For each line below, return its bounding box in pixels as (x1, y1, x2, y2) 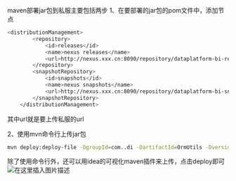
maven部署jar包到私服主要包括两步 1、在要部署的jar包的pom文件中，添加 (7, 6, 218, 14)
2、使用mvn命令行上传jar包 (7, 130, 86, 138)
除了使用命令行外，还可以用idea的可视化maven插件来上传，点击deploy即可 (7, 157, 225, 166)
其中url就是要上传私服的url (7, 115, 84, 123)
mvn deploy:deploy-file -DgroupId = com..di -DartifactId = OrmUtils (7, 144, 202, 151)
